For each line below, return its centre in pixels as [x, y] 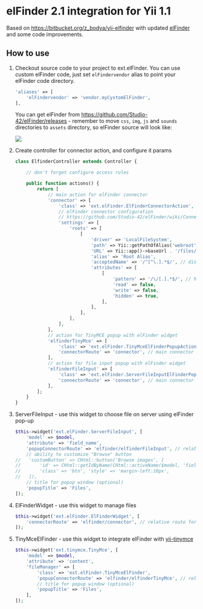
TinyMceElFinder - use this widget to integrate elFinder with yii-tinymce [104, 539]
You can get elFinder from [47, 115]
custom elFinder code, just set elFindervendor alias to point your [95, 74]
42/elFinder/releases [41, 121]
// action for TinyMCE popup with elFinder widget [113, 335]
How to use [28, 54]
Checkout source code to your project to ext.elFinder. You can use [98, 68]
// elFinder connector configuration [106, 212]
